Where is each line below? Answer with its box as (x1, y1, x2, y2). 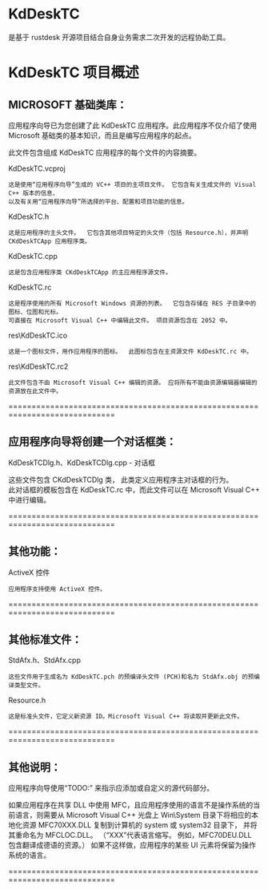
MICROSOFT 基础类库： (8, 98, 128, 111)
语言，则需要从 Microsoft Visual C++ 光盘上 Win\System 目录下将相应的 (14, 811, 252, 820)
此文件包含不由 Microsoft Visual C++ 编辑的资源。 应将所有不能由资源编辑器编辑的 (8, 378, 258, 386)
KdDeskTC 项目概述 (8, 63, 140, 82)
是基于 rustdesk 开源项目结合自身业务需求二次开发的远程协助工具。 (8, 32, 230, 42)
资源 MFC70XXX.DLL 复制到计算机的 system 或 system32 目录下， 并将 (22, 820, 258, 830)
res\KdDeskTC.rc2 (8, 362, 69, 371)
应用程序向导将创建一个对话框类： (8, 435, 177, 449)
